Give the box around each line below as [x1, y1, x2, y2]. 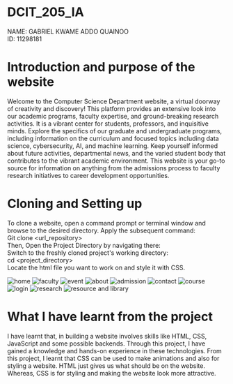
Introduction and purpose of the [7, 59, 195, 75]
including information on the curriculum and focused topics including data [7, 134, 219, 142]
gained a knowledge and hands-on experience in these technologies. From [7, 346, 223, 355]
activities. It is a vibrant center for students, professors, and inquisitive [7, 119, 209, 128]
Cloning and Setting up [7, 196, 143, 212]
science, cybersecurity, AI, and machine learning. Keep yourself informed [7, 141, 218, 150]
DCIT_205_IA [7, 4, 85, 20]
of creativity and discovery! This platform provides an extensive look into [7, 104, 216, 112]
